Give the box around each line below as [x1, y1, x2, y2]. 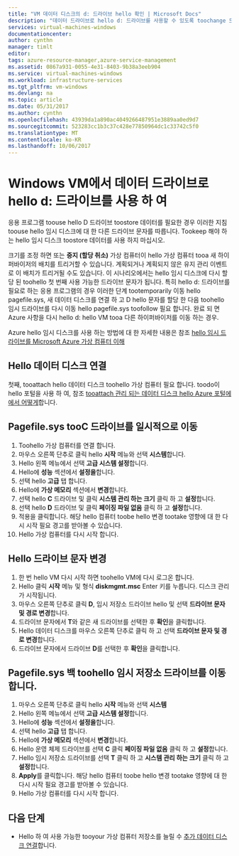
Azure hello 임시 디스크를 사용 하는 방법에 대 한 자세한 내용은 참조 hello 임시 [8, 328, 219, 337]
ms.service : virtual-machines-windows [8, 70, 123, 77]
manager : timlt [8, 43, 53, 50]
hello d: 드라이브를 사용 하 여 [8, 193, 167, 210]
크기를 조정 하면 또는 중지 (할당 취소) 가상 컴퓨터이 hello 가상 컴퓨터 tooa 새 [8, 251, 217, 260]
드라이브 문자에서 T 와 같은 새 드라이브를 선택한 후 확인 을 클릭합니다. [18, 617, 206, 626]
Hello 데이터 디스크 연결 [8, 360, 107, 372]
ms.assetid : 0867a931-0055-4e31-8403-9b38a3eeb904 [8, 63, 161, 70]
